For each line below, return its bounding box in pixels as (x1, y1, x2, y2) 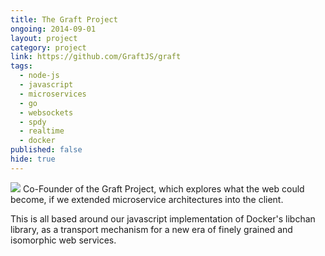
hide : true (10, 154, 56, 164)
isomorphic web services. (10, 234, 117, 246)
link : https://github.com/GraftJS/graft (10, 52, 182, 62)
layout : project (10, 33, 78, 43)
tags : (10, 61, 33, 71)
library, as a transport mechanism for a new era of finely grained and (10, 223, 293, 235)
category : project (10, 42, 87, 53)
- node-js (19, 71, 60, 81)
